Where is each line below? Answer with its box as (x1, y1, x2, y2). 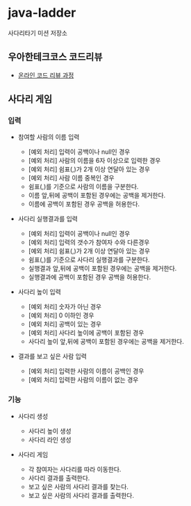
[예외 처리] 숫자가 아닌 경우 (28, 303, 102, 311)
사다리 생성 (17, 412, 49, 420)
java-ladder (8, 5, 76, 21)
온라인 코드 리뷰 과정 (17, 71, 74, 79)
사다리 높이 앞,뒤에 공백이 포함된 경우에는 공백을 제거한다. (28, 338, 185, 346)
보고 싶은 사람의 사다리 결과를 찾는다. (28, 482, 129, 491)
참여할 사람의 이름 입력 (17, 133, 80, 141)
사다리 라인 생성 (28, 435, 72, 443)
